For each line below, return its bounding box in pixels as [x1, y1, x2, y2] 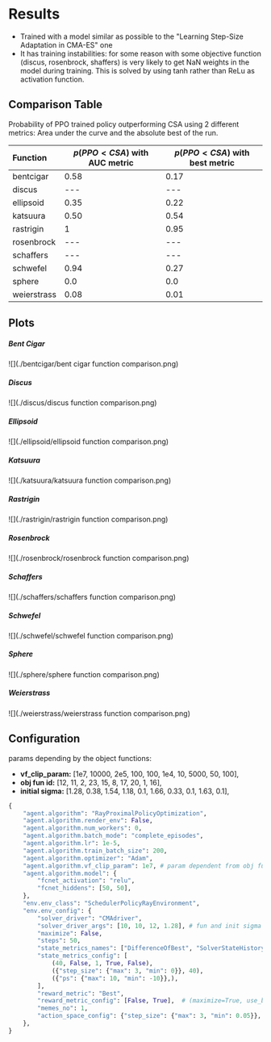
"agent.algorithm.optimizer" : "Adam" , [23, 854, 153, 862]
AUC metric [88, 157, 135, 168]
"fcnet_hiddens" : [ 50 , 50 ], [37, 885, 131, 893]
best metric [189, 157, 236, 168]
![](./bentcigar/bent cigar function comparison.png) [8, 359, 179, 369]
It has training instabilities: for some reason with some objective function [19, 48, 262, 58]
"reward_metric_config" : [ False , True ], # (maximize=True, [37, 997, 244, 1005]
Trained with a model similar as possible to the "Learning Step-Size [19, 31, 244, 41]
